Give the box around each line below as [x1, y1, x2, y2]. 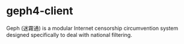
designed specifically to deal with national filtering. [6, 31, 132, 38]
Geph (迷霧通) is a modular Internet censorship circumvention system [6, 24, 179, 32]
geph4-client [6, 4, 73, 18]
